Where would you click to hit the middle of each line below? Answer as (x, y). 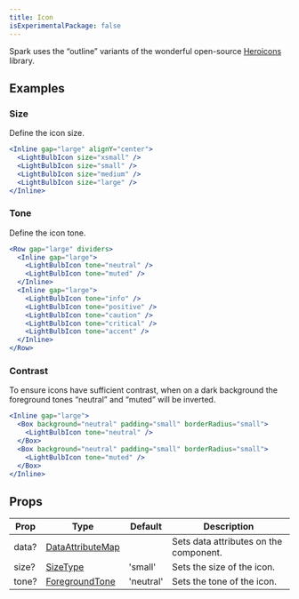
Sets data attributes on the (227, 541)
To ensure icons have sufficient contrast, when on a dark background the (144, 390)
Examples (37, 88)
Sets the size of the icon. (224, 567)
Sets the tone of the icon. (225, 581)
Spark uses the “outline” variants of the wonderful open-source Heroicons (145, 51)
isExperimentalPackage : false (65, 26)
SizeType (65, 567)
